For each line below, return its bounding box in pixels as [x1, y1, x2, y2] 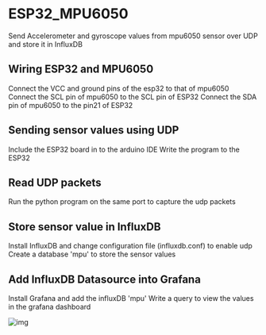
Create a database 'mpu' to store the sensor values [8, 249, 176, 259]
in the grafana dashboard [8, 302, 91, 311]
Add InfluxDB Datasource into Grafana [8, 272, 201, 286]
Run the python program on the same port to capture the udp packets [8, 197, 236, 206]
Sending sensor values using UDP [8, 124, 179, 137]
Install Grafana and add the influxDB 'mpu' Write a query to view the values [8, 294, 254, 302]
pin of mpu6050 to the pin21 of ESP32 [8, 100, 133, 110]
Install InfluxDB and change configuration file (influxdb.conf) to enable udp [8, 241, 253, 251]
